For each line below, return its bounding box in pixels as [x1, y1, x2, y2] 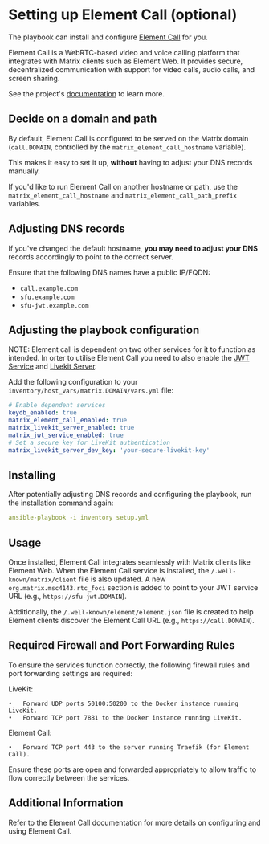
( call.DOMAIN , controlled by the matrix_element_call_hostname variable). [8, 142, 247, 152]
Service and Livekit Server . [8, 361, 98, 371]
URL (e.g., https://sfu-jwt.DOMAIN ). [8, 592, 127, 601]
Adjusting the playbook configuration [8, 323, 200, 336]
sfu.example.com [19, 293, 75, 301]
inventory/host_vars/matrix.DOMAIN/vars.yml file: [8, 385, 174, 395]
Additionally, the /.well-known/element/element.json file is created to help [8, 607, 255, 616]
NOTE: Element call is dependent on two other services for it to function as [8, 345, 256, 354]
